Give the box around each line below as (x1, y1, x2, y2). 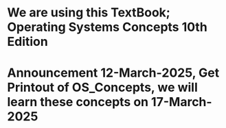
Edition (7, 34, 48, 49)
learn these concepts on (7, 94, 149, 110)
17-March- (150, 94, 212, 110)
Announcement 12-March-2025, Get (7, 65, 220, 81)
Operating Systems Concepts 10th (7, 19, 207, 35)
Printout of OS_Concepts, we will (7, 80, 198, 95)
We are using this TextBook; (7, 5, 170, 21)
